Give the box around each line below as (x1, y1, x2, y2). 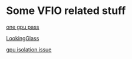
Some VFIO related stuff (6, 4, 126, 18)
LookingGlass (6, 34, 39, 41)
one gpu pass (6, 23, 39, 30)
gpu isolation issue (6, 46, 52, 53)
